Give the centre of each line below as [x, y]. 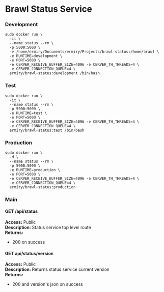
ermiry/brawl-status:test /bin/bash [47, 130]
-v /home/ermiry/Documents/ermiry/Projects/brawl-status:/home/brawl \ [84, 52]
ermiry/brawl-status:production [43, 187]
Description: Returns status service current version [57, 269]
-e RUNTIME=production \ [35, 170]
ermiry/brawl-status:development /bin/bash [55, 73]
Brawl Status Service [49, 9]
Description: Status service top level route [48, 228]
